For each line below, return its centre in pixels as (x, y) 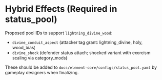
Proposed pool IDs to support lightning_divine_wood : (59, 33)
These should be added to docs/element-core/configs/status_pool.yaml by (81, 67)
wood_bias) (24, 47)
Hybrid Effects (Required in (61, 9)
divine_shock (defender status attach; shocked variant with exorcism (81, 53)
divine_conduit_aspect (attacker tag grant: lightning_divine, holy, (77, 42)
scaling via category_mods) (40, 58)
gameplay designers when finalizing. (42, 72)
